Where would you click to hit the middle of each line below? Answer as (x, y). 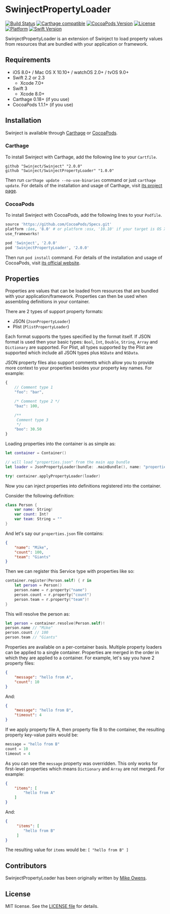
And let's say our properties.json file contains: (54, 533)
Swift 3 (20, 88)
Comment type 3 (33, 420)
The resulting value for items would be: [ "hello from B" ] (67, 850)
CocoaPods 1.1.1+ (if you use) (43, 105)
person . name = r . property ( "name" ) (51, 590)
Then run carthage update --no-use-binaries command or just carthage (80, 180)
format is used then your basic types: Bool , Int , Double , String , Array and (81, 342)
